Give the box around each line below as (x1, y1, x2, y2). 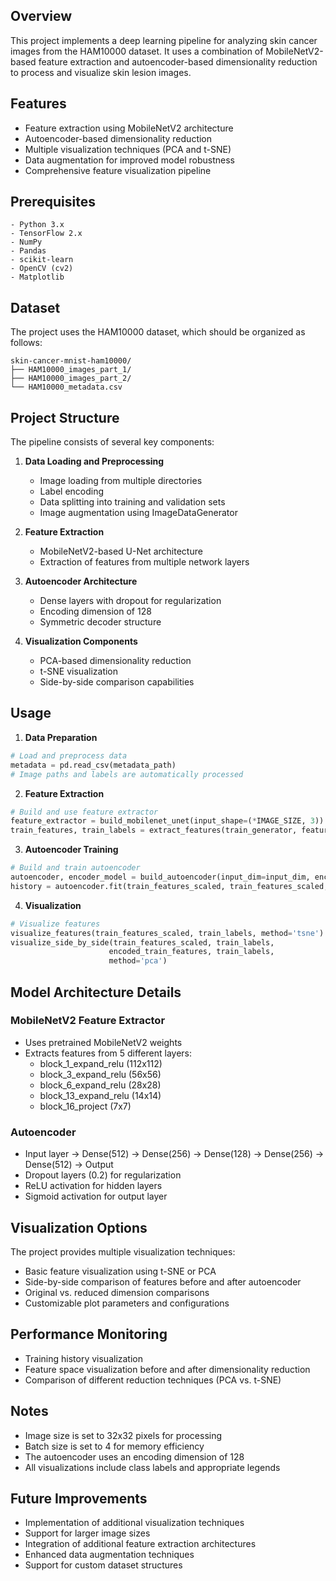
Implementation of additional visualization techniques (24, 1517, 245, 1529)
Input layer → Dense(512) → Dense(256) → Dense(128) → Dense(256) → (24, 1148, 325, 1160)
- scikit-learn (10, 255, 74, 265)
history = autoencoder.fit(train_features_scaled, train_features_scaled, (10, 881, 329, 891)
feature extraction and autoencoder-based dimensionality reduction (38, 55, 318, 68)
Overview (10, 8, 73, 25)
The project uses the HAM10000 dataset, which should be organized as (10, 326, 306, 338)
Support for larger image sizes (24, 1527, 151, 1539)
